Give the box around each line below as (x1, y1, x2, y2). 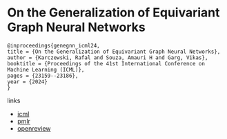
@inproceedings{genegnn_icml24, (7, 42, 100, 49)
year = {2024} (7, 78, 48, 85)
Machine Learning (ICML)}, (7, 66, 85, 73)
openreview (17, 124, 51, 132)
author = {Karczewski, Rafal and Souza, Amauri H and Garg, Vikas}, (7, 54, 208, 61)
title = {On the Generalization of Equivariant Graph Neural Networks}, (7, 48, 221, 55)
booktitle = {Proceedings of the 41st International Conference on (7, 60, 206, 67)
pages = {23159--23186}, (7, 72, 79, 79)
